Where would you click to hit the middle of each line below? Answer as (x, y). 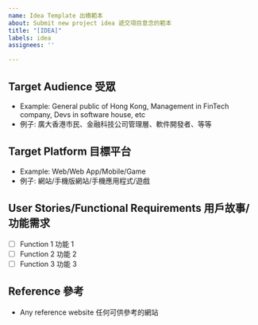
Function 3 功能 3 (48, 264)
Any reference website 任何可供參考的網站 (89, 312)
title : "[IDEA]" (35, 30)
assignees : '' (32, 45)
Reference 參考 (46, 292)
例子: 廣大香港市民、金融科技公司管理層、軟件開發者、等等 (116, 123)
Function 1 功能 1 (46, 244)
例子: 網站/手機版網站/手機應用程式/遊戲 (85, 181)
